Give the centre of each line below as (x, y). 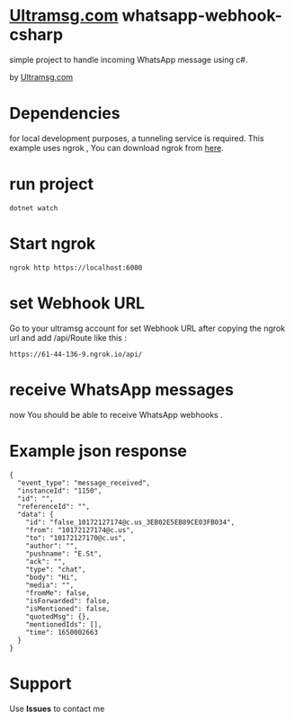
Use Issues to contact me (57, 708)
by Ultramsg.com (41, 76)
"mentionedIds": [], (64, 624)
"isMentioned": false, (68, 609)
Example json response (98, 451)
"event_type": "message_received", (84, 483)
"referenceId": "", (54, 506)
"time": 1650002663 (62, 632)
